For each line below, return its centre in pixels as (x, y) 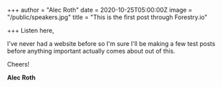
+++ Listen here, (31, 30)
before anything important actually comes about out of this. (91, 51)
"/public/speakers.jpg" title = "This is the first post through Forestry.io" (107, 17)
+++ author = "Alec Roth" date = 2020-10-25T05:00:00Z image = (100, 10)
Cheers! (18, 64)
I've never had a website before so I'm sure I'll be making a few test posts (111, 43)
